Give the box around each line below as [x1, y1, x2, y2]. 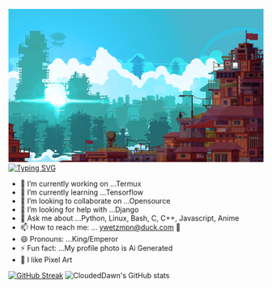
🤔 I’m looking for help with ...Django [19, 204, 139, 215]
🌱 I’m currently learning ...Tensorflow [19, 187, 144, 197]
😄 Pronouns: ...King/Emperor [19, 234, 119, 244]
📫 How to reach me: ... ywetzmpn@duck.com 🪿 [19, 222, 181, 232]
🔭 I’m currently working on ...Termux [19, 179, 142, 189]
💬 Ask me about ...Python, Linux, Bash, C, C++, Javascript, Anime [19, 213, 240, 223]
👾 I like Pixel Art [19, 255, 73, 264]
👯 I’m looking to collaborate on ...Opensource [19, 196, 171, 206]
